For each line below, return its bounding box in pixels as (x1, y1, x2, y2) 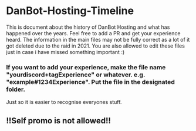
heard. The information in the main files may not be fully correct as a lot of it (6, 36, 190, 43)
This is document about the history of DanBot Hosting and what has (6, 23, 170, 31)
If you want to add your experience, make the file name (6, 63, 166, 71)
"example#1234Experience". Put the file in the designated (6, 78, 175, 86)
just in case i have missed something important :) (6, 48, 125, 55)
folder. (6, 85, 25, 93)
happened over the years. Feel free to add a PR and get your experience (6, 29, 181, 36)
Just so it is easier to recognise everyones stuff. (6, 99, 122, 106)
